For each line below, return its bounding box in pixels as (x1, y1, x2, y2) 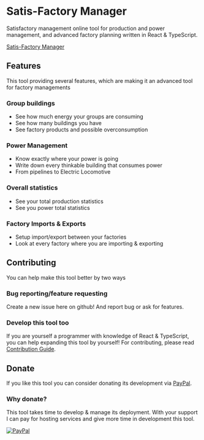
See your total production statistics (15, 198, 104, 205)
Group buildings (6, 99, 55, 107)
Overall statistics (6, 183, 58, 192)
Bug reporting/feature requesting (6, 289, 108, 298)
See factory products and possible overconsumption (15, 126, 148, 133)
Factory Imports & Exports (6, 219, 86, 228)
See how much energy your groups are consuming (15, 113, 144, 120)
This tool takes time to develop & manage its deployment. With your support (6, 409, 198, 416)
